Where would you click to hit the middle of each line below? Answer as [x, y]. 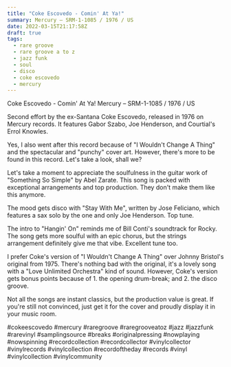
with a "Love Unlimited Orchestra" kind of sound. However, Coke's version [112, 271]
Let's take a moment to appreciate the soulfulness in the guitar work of [107, 173]
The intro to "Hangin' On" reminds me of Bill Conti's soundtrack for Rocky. [112, 229]
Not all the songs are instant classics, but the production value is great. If [111, 300]
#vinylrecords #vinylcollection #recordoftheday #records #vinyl [97, 349]
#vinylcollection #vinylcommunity [55, 357]
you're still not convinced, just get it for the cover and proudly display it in [111, 306]
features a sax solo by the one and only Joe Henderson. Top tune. [101, 216]
